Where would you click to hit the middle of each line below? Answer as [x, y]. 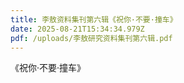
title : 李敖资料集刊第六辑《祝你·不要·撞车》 [94, 19]
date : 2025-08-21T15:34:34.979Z [77, 29]
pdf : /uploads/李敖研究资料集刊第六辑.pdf [91, 38]
